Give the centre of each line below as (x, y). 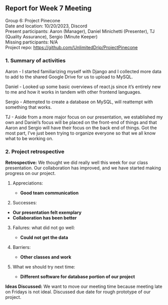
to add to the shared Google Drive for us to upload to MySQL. (69, 77)
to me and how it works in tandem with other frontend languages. (73, 92)
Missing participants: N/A (32, 42)
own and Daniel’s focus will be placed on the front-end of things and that (81, 122)
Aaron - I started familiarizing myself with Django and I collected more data (83, 72)
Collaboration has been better (45, 218)
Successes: (25, 203)
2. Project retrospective (35, 152)
